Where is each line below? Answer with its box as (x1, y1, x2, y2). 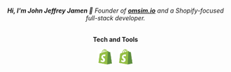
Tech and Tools (92, 36, 139, 44)
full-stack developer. (85, 13, 146, 22)
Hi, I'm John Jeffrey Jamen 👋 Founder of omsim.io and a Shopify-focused (7, 6, 224, 15)
